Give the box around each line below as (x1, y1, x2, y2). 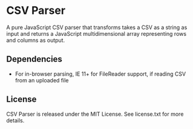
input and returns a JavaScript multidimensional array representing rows (6, 30, 186, 37)
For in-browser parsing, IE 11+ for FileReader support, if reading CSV (15, 70, 186, 78)
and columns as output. (6, 36, 65, 44)
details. (6, 116, 25, 124)
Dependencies (6, 54, 62, 64)
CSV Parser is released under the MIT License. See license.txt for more (6, 110, 184, 117)
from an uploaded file (15, 76, 69, 84)
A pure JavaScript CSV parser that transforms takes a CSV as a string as (6, 24, 188, 31)
